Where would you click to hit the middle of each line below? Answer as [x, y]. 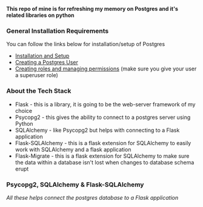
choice [24, 110]
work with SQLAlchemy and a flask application [73, 149]
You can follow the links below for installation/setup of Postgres [86, 44]
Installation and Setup [42, 56]
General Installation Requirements [58, 31]
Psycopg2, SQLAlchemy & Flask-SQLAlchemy [75, 185]
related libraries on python [40, 15]
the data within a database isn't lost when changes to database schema [105, 162]
